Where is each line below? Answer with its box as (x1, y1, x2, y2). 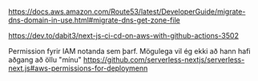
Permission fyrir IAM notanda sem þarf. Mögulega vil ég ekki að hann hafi (8, 47, 251, 55)
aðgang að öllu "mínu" (8, 55, 82, 64)
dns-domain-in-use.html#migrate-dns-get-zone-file (8, 15, 180, 25)
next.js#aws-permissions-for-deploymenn (8, 63, 148, 73)
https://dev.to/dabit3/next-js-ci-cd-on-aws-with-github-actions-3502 (8, 31, 239, 40)
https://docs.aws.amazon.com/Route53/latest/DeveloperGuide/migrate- (8, 7, 246, 16)
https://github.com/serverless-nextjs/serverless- (83, 55, 245, 64)
